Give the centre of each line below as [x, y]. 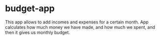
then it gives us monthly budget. [37, 32]
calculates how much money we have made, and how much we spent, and [80, 27]
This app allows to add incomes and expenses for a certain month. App [77, 22]
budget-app [30, 9]
